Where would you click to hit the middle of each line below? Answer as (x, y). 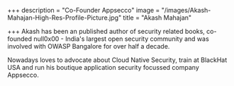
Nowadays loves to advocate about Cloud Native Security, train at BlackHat (117, 60)
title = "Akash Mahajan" (157, 18)
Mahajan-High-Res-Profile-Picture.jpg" (65, 18)
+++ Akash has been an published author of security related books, (106, 31)
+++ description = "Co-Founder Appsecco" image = (84, 10)
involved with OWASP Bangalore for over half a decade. (89, 46)
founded (20, 39)
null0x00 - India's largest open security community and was (121, 39)
